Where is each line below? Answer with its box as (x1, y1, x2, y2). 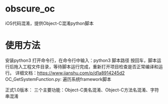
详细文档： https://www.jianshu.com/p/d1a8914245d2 (14, 70, 125, 76)
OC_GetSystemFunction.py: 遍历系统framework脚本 (5, 76, 111, 82)
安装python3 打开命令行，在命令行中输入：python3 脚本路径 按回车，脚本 (5, 57, 157, 63)
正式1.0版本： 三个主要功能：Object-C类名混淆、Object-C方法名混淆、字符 (5, 86, 159, 93)
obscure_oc (5, 3, 55, 15)
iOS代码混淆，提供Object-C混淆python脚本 (5, 20, 94, 26)
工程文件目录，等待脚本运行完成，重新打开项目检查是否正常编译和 (22, 63, 158, 69)
